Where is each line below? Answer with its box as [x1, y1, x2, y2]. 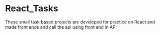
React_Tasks [5, 3, 59, 14]
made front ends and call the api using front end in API [5, 24, 117, 30]
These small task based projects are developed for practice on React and [5, 19, 155, 25]
